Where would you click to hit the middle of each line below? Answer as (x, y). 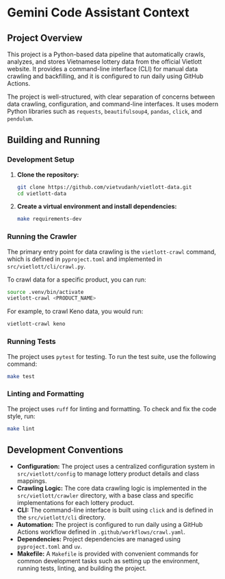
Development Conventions (65, 450)
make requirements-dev (49, 219)
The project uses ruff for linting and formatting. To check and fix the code (112, 408)
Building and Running (54, 140)
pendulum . (21, 119)
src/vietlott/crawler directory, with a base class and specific (105, 495)
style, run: (21, 416)
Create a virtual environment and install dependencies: (97, 206)
